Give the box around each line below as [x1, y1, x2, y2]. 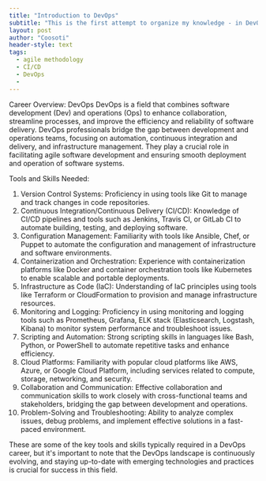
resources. [20, 298, 56, 308]
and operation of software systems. [9, 158, 125, 168]
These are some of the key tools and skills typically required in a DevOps [9, 440, 246, 449]
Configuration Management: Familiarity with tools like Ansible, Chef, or [20, 231, 250, 240]
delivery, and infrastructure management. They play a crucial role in [9, 142, 230, 151]
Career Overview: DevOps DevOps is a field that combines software [9, 100, 230, 109]
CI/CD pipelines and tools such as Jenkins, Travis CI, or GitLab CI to [20, 214, 242, 224]
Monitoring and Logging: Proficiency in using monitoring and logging [20, 306, 244, 316]
